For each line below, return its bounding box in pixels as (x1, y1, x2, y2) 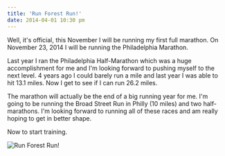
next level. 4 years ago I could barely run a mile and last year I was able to (7, 71, 218, 80)
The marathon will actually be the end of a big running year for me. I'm (7, 92, 208, 101)
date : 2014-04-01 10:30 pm (7, 17, 85, 24)
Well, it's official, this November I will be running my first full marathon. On (7, 35, 219, 44)
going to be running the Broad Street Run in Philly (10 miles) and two (7, 99, 202, 107)
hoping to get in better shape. (7, 114, 92, 122)
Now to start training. (7, 128, 68, 136)
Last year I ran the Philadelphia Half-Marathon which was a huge (7, 56, 192, 64)
